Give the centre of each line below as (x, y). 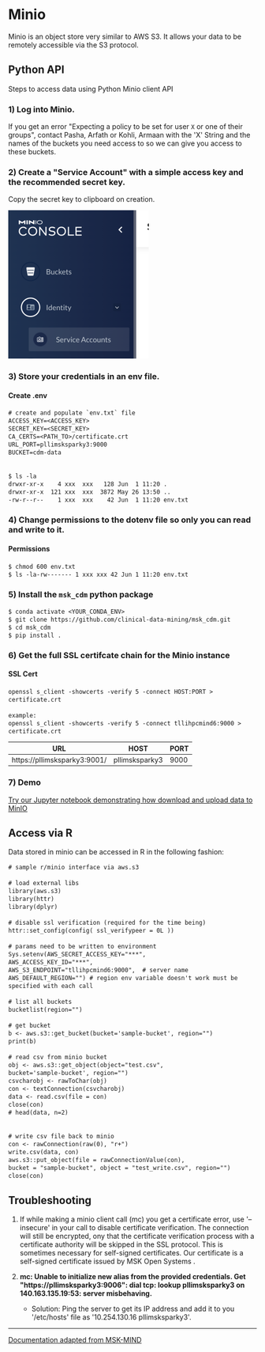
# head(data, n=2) (38, 1113)
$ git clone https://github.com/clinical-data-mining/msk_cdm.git (119, 619)
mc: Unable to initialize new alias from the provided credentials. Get (132, 1277)
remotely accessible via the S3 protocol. (74, 44)
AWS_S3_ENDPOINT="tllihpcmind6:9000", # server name (99, 971)
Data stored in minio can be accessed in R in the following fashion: (116, 852)
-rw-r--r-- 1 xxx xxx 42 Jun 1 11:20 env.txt (99, 500)
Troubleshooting (50, 1200)
